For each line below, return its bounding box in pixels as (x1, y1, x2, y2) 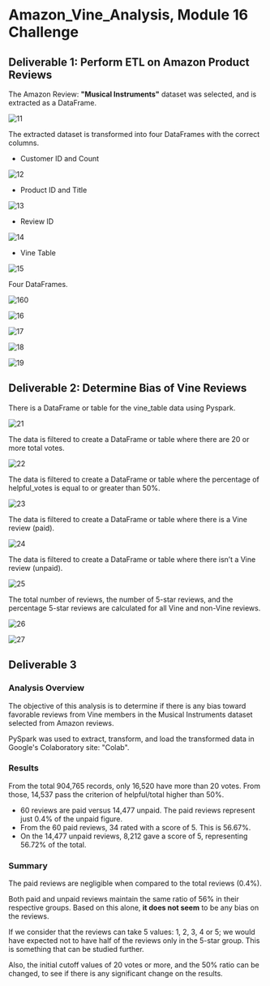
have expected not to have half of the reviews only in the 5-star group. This (8, 936, 260, 945)
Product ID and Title (19, 185, 88, 195)
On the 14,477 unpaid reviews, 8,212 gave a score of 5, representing (19, 831, 248, 841)
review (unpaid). (8, 563, 63, 572)
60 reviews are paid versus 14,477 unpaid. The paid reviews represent (19, 805, 255, 815)
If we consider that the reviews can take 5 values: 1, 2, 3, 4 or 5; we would (8, 927, 255, 937)
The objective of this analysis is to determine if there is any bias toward (8, 701, 246, 710)
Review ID (19, 216, 54, 226)
